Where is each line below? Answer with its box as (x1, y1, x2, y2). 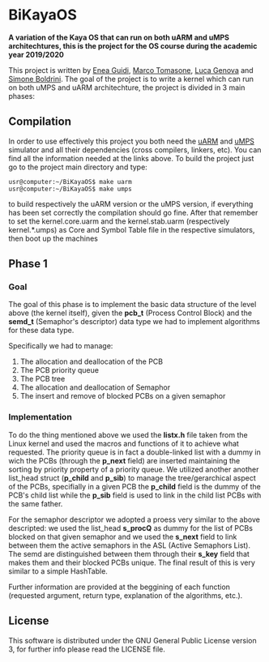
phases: (8, 91, 35, 100)
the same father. (8, 498, 63, 508)
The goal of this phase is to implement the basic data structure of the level (8, 300, 257, 310)
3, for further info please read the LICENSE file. (8, 644, 166, 654)
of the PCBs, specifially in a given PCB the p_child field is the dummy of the (8, 481, 261, 491)
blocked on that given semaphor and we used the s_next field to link (8, 532, 237, 541)
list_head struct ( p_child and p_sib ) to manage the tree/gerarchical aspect (8, 472, 257, 483)
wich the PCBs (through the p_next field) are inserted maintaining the (8, 455, 241, 465)
